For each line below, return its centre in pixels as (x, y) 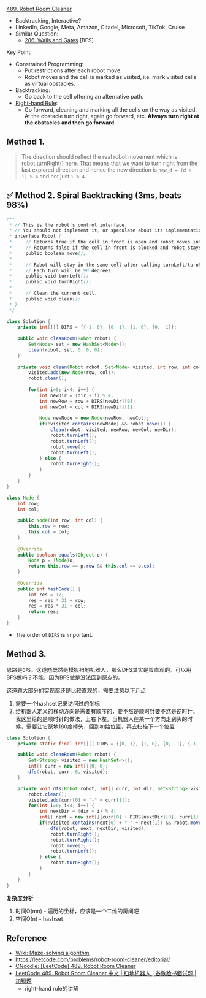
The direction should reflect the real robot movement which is (99, 156)
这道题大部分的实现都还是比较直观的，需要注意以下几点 (76, 690)
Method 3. (27, 654)
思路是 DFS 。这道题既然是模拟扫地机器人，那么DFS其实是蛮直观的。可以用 (99, 669)
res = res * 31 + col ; (57, 606)
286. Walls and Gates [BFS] (59, 40)
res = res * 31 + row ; (57, 600)
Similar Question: (37, 34)
